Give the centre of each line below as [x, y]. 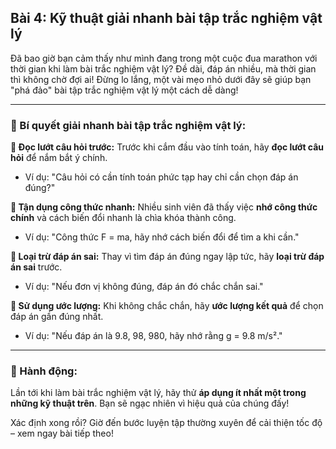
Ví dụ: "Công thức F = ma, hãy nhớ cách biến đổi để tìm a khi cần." [162, 237]
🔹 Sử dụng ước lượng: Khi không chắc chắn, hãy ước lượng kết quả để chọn [167, 306]
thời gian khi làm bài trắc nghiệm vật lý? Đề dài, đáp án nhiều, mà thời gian [163, 68]
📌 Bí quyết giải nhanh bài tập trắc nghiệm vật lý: [128, 125]
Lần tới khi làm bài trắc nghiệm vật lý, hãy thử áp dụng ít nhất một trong [158, 393]
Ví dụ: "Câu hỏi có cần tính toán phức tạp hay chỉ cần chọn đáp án [161, 177]
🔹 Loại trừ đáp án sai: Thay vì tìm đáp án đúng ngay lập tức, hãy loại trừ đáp [167, 257]
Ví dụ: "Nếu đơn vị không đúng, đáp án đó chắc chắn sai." [144, 287]
